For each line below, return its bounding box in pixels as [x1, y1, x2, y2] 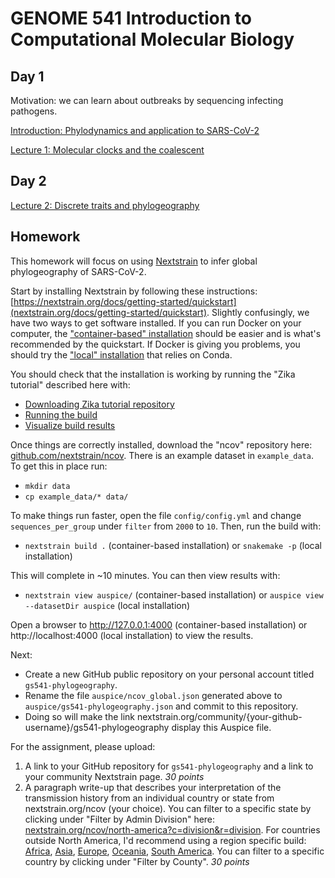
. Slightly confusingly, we [206, 306, 310, 318]
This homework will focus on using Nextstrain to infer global [10, 255, 258, 267]
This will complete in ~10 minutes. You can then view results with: [10, 569, 281, 581]
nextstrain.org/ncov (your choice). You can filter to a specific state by [24, 802, 312, 814]
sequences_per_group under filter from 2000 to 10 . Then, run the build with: [10, 520, 322, 532]
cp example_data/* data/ [24, 492, 129, 502]
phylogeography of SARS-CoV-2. [10, 265, 147, 277]
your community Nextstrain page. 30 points [24, 770, 205, 782]
